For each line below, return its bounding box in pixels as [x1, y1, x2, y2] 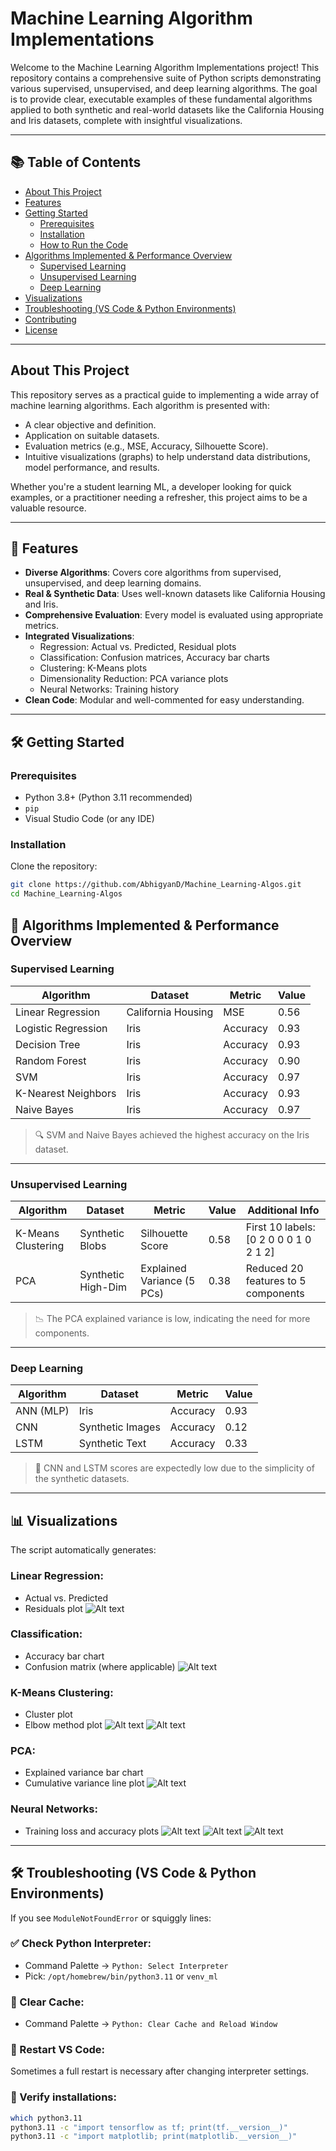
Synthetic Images [78, 1420, 161, 1434]
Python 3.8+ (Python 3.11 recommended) [24, 792, 193, 804]
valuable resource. [10, 502, 87, 514]
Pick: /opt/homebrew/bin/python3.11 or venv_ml [24, 1970, 218, 1982]
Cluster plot [24, 1708, 73, 1721]
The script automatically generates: [10, 1544, 157, 1556]
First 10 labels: [245, 1220, 316, 1234]
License [24, 323, 58, 336]
